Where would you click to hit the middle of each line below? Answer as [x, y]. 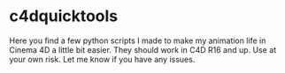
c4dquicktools [64, 16]
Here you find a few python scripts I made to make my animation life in [138, 40]
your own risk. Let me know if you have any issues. [102, 59]
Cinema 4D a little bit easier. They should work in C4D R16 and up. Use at [143, 49]
